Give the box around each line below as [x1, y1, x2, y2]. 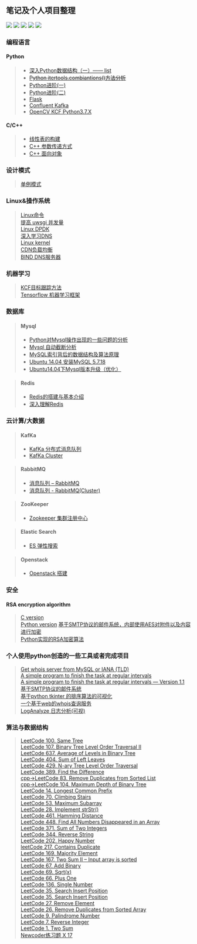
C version [20, 614, 44, 621]
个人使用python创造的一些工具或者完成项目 [6, 652, 129, 660]
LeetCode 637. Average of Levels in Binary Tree [20, 750, 136, 757]
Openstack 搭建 [29, 570, 67, 577]
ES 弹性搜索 [29, 542, 58, 549]
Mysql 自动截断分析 [29, 344, 77, 351]
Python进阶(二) [29, 89, 66, 96]
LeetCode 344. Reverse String [20, 831, 94, 838]
